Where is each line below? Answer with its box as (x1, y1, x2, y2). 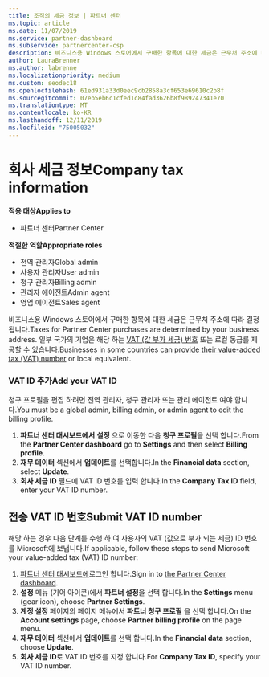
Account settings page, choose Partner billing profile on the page (19, 615, 243, 625)
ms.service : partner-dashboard (8, 34, 113, 43)
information (8, 178, 88, 197)
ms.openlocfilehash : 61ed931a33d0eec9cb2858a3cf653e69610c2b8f (8, 86, 225, 95)
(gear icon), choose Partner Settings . (19, 596, 145, 606)
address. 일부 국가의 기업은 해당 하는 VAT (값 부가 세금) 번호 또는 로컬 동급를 (8, 334, 250, 344)
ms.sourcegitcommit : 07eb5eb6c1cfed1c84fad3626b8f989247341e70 (8, 94, 225, 102)
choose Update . (19, 642, 74, 651)
